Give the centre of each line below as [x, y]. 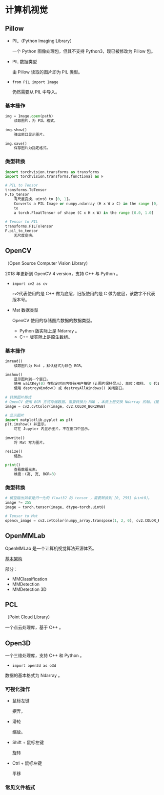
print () [13, 465]
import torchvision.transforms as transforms [52, 172]
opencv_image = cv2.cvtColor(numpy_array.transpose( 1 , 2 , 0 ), [70, 520]
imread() [14, 361]
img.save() [16, 143]
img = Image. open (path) [29, 116]
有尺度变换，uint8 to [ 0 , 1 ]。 [43, 199]
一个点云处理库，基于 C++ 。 [34, 628]
